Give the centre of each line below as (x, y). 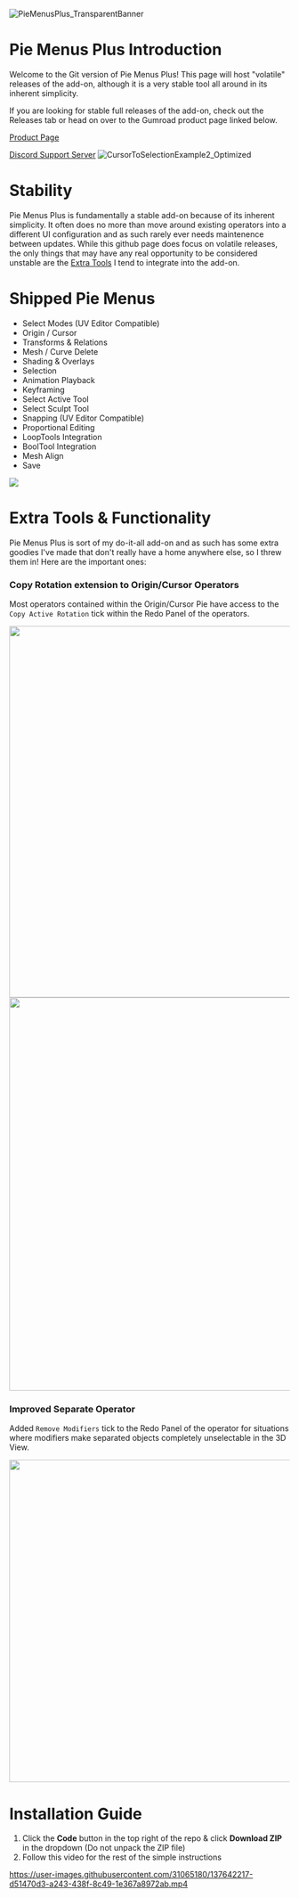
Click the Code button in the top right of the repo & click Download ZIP (152, 1838)
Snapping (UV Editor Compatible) (83, 418)
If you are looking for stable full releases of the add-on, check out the (137, 110)
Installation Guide (76, 1814)
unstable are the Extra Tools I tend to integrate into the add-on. (125, 262)
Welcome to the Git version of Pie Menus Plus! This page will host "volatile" (147, 74)
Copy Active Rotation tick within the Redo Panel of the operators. (129, 614)
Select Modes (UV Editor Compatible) (91, 323)
